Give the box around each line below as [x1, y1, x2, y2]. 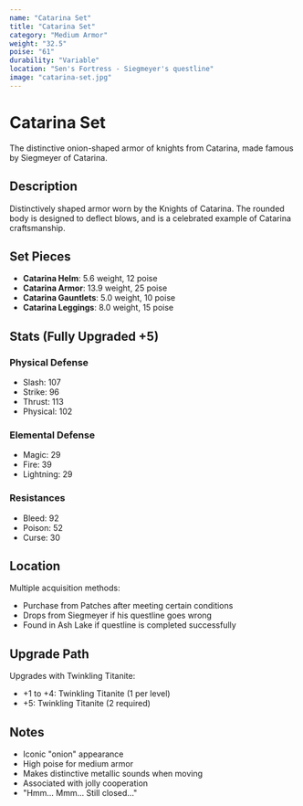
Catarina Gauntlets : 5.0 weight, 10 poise [22, 292, 176, 303]
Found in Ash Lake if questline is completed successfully [22, 620, 237, 631]
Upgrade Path [9, 646, 89, 662]
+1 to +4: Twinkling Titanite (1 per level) [22, 688, 171, 699]
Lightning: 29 [22, 469, 73, 480]
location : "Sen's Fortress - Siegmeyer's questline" [9, 65, 214, 74]
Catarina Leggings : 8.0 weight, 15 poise [22, 302, 174, 313]
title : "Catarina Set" [9, 22, 96, 31]
